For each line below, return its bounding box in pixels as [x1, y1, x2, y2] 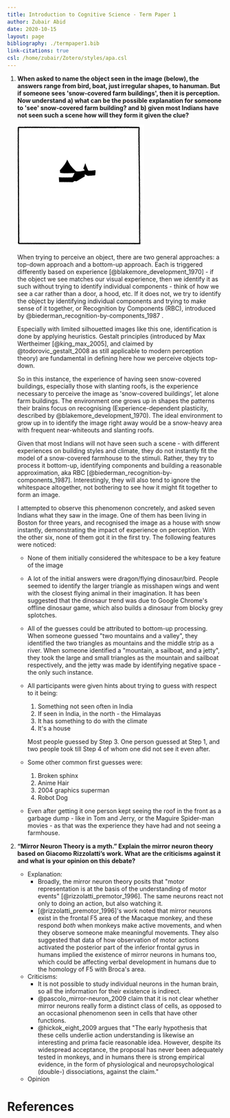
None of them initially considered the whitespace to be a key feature [27, 553, 221, 562]
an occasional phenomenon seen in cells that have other [37, 1009, 198, 1017]
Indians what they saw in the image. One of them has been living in [16, 511, 207, 519]
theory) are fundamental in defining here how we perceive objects [16, 354, 205, 362]
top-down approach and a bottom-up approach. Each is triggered [16, 260, 203, 268]
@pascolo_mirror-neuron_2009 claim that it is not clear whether [37, 994, 219, 1002]
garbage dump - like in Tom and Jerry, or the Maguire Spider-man [27, 814, 214, 822]
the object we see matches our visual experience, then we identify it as [16, 275, 218, 283]
